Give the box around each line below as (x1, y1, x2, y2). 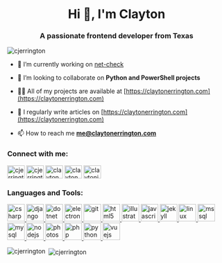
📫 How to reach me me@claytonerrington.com (17, 129, 157, 137)
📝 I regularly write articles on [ (17, 108, 104, 117)
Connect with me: (7, 149, 69, 159)
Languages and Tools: (7, 187, 83, 197)
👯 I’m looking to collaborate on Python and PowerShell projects (17, 74, 200, 82)
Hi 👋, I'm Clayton (67, 6, 166, 22)
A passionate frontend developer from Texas (40, 31, 194, 41)
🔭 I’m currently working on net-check (17, 60, 124, 69)
